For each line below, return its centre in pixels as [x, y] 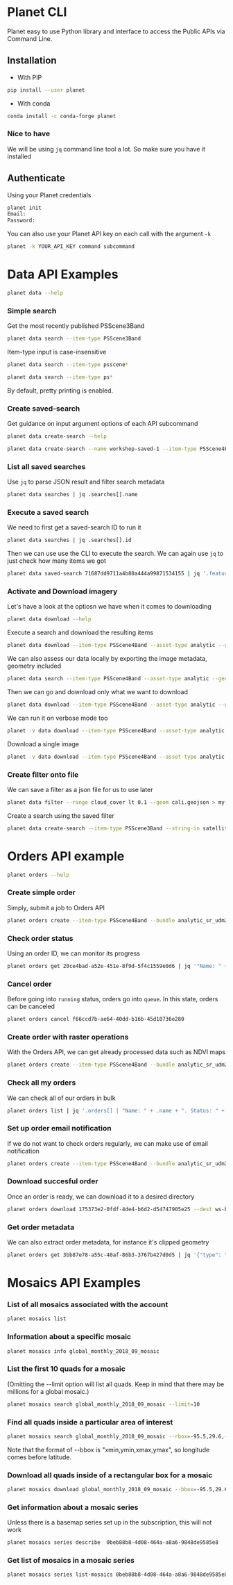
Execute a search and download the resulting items [80, 632]
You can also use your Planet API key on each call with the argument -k [109, 234]
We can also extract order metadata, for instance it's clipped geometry [108, 1242]
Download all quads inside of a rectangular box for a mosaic [110, 1475]
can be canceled [31, 1007]
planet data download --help [49, 619]
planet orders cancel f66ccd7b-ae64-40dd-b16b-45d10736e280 [96, 1019]
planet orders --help [38, 875]
